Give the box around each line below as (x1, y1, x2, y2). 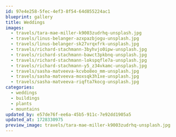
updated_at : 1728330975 (5, 117, 64, 123)
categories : (5, 85, 34, 90)
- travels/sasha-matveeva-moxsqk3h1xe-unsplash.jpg (11, 73, 140, 79)
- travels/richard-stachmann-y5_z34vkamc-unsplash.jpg (11, 62, 147, 69)
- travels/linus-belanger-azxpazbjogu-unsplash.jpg (11, 36, 140, 41)
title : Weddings (5, 19, 45, 25)
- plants (11, 100, 32, 107)
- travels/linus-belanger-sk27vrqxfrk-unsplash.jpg (11, 41, 140, 47)
